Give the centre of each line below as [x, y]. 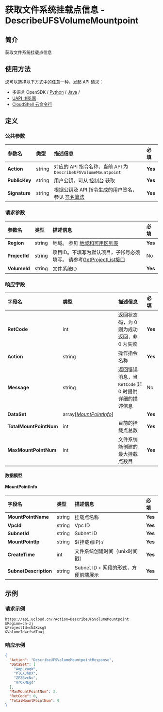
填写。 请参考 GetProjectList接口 [89, 260]
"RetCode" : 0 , [24, 696]
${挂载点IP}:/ [89, 542]
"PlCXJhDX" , [26, 674]
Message [18, 388]
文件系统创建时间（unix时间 [106, 551]
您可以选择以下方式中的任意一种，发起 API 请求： [54, 82]
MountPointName [28, 517]
